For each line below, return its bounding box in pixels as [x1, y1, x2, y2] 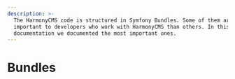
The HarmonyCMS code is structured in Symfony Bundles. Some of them [13, 17, 220, 24]
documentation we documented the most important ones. [13, 29, 177, 37]
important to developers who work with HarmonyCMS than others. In [13, 23, 215, 30]
